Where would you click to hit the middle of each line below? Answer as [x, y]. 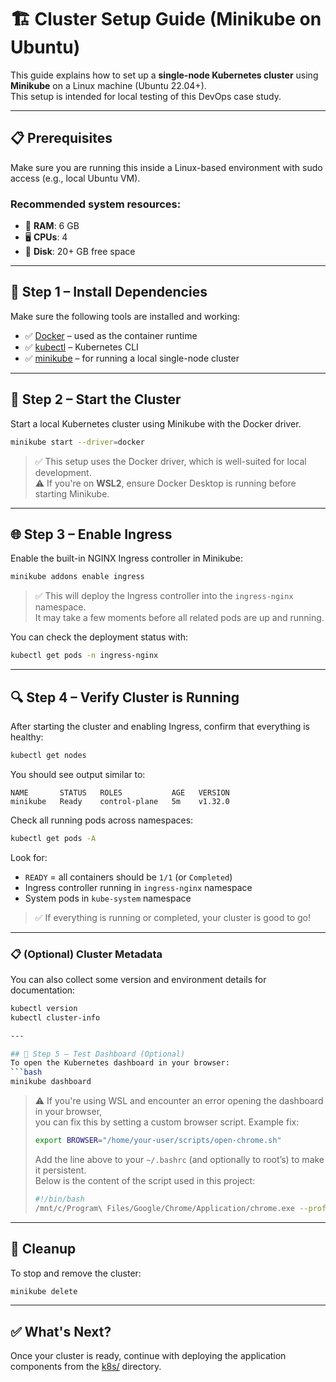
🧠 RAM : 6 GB [52, 226]
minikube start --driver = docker [77, 442]
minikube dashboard [51, 1082]
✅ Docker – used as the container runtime [111, 335]
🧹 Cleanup [43, 1249]
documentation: [43, 990]
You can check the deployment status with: [99, 637]
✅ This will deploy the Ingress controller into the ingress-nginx [164, 596]
